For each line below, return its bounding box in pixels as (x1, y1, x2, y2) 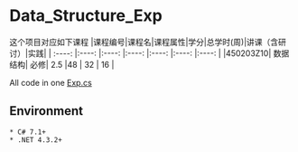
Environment (9, 103, 84, 119)
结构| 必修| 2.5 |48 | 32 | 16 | (9, 59, 115, 70)
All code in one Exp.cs (9, 77, 92, 88)
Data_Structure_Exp (9, 5, 163, 26)
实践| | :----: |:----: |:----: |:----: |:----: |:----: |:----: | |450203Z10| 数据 (27, 47, 290, 59)
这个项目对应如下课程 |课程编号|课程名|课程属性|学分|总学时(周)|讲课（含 (9, 36, 279, 47)
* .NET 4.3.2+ (9, 135, 63, 145)
